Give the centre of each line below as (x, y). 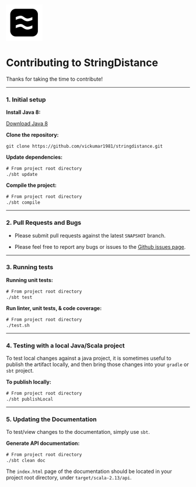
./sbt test (19, 297)
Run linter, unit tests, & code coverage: (54, 308)
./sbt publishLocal (30, 399)
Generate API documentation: (43, 443)
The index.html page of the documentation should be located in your (89, 471)
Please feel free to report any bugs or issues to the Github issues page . (100, 246)
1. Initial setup (26, 99)
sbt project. (20, 371)
